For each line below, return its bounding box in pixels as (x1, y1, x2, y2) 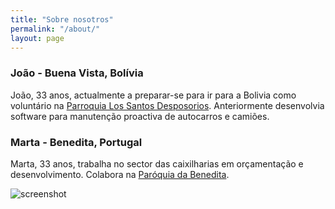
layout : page (10, 33, 65, 43)
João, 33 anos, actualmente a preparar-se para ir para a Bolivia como (10, 89, 297, 101)
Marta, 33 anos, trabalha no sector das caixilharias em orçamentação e (10, 157, 304, 170)
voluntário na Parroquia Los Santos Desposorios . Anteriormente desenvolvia (10, 99, 325, 111)
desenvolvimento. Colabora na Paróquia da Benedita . (10, 168, 230, 180)
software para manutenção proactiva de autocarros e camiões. (10, 110, 270, 122)
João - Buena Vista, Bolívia (10, 66, 144, 80)
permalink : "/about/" (10, 24, 101, 34)
